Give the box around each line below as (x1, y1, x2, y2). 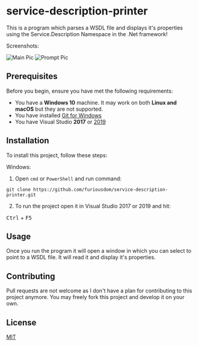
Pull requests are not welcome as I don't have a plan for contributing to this (6, 287, 193, 294)
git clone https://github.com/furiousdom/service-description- (6, 187, 169, 193)
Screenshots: (6, 42, 39, 49)
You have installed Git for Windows (14, 111, 102, 119)
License (6, 317, 37, 327)
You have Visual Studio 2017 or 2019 (14, 118, 107, 125)
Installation (6, 135, 49, 146)
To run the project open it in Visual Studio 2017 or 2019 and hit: (14, 202, 171, 209)
